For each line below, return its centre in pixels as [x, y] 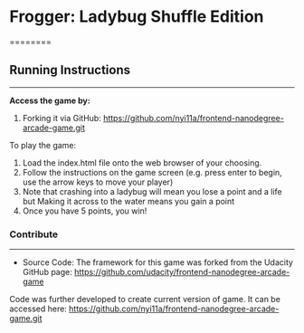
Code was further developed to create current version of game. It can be [145, 300]
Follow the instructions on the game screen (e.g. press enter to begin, [152, 172]
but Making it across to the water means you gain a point [128, 201]
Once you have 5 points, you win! [85, 211]
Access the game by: [50, 100]
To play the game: [43, 145]
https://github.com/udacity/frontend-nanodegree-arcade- [182, 272]
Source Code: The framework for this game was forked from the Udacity [158, 262]
